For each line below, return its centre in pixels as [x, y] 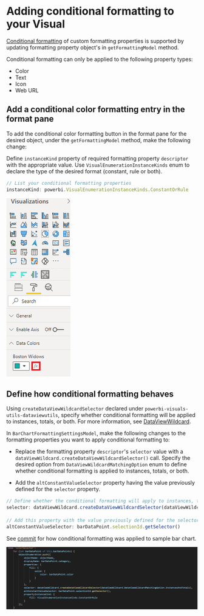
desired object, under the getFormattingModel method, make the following [99, 140]
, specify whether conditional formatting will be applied [127, 415]
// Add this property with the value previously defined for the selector [103, 520]
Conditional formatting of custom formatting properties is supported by [95, 41]
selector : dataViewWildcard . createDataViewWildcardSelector [84, 508]
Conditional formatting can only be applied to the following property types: [100, 59]
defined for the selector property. [57, 489]
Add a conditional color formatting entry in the [96, 110]
